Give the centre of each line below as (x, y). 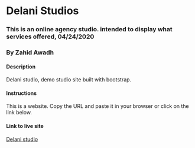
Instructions (22, 93)
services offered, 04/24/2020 (50, 37)
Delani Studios (43, 11)
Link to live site (25, 126)
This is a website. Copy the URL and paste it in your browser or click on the (97, 106)
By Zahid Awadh (30, 52)
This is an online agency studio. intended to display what (89, 29)
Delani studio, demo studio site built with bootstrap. (69, 80)
